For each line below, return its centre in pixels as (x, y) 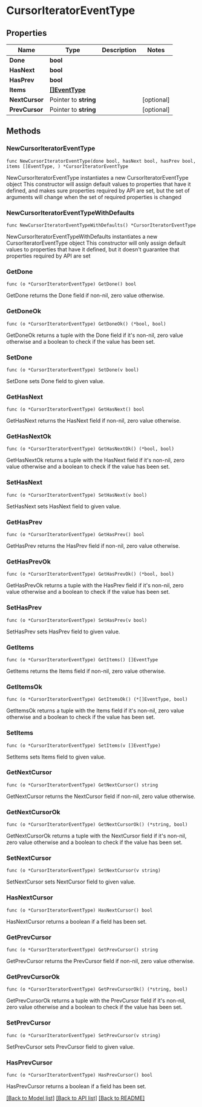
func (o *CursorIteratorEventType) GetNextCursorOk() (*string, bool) (97, 825)
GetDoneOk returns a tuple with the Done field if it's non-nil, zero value (95, 335)
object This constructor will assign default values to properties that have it (99, 184)
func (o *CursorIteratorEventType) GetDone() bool (71, 284)
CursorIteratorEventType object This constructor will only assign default (96, 243)
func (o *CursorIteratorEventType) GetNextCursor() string (82, 785)
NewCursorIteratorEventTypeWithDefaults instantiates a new (82, 236)
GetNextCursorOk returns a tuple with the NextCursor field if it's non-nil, (96, 836)
